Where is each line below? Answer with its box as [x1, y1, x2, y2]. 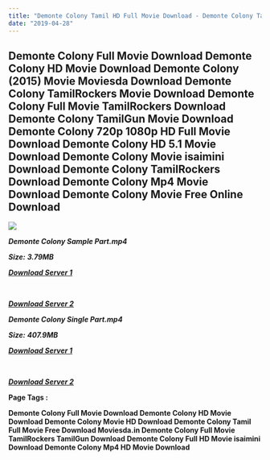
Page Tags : [8, 392, 48, 403]
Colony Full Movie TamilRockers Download [8, 99, 227, 113]
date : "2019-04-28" [8, 19, 74, 27]
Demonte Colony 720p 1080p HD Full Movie [8, 124, 231, 138]
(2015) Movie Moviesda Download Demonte [8, 74, 231, 88]
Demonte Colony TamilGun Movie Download [8, 112, 234, 126]
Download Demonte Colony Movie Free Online [8, 187, 243, 201]
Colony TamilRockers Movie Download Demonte [8, 86, 255, 101]
